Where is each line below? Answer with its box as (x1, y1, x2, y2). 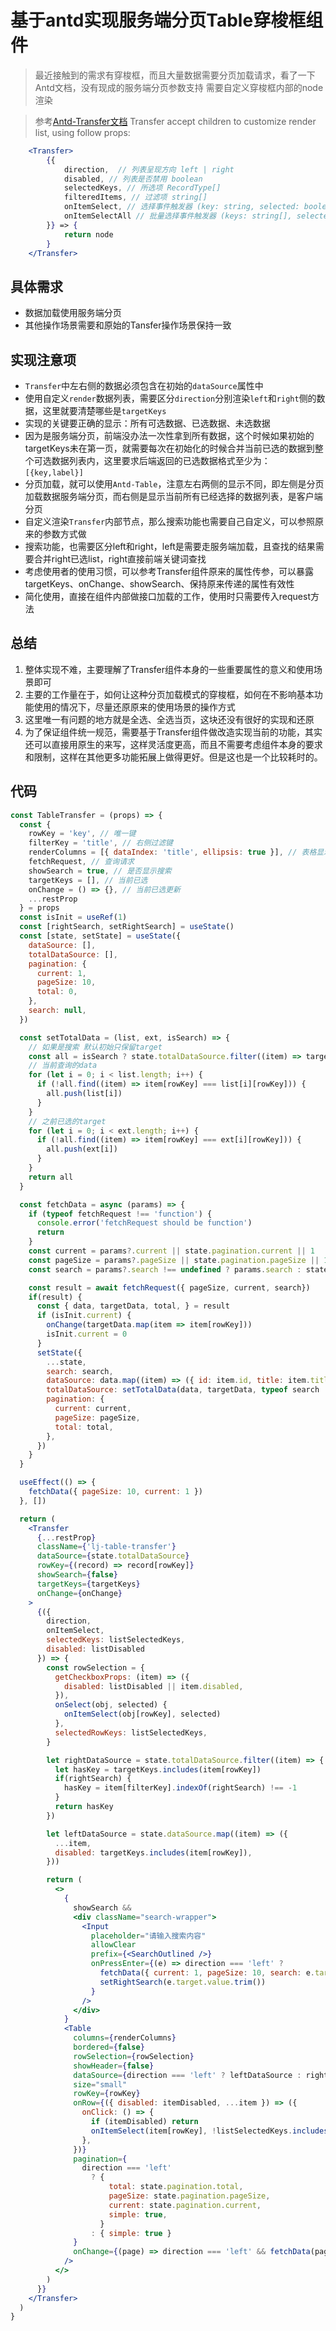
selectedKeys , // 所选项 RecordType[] (63, 183, 222, 193)
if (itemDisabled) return (90, 2117, 199, 2127)
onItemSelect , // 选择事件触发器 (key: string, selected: (63, 202, 300, 212)
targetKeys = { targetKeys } (36, 1579, 141, 1589)
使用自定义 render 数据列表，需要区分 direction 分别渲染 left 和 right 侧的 (24, 392, 317, 405)
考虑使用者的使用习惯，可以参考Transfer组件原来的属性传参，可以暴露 (24, 566, 315, 578)
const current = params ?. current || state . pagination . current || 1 (28, 1246, 315, 1256)
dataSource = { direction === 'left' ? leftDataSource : (73, 2070, 302, 2080)
